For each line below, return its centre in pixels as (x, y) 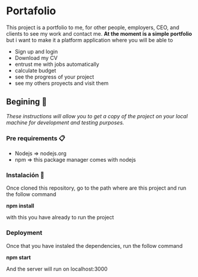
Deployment (24, 233)
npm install (20, 206)
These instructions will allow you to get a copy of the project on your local (97, 116)
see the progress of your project (54, 77)
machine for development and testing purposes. (65, 122)
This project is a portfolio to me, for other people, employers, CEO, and (93, 27)
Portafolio (31, 11)
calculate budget (35, 70)
